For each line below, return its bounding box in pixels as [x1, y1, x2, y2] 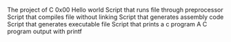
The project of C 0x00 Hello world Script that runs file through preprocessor [7, 6, 223, 14]
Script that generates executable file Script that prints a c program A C [7, 20, 208, 28]
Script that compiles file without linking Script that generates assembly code [7, 13, 224, 21]
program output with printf [7, 27, 83, 35]
